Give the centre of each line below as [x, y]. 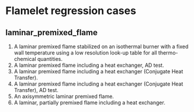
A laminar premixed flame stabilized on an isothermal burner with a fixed [101, 46]
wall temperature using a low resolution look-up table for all [85, 53]
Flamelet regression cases [71, 11]
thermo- [168, 53]
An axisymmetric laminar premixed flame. [64, 96]
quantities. [50, 59]
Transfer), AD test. [36, 90]
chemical [25, 59]
